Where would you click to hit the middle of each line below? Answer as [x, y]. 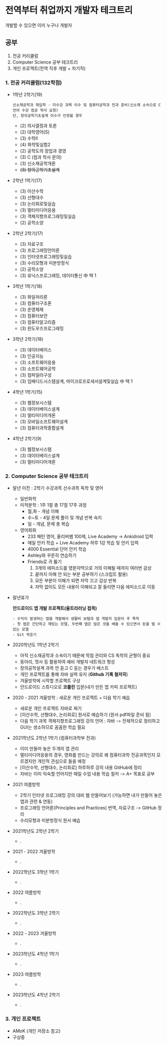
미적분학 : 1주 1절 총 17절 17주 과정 [53, 505]
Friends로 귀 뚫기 [44, 562]
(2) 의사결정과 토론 [38, 126]
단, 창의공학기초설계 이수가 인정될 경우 [47, 116]
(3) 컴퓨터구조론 [36, 303]
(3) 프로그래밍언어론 [40, 250]
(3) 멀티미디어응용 [38, 210]
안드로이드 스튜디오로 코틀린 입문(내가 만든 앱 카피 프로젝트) [78, 687]
